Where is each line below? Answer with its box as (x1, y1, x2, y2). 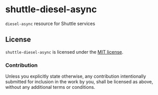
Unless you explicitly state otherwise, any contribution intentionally (5, 73, 146, 80)
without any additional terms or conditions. (5, 84, 96, 90)
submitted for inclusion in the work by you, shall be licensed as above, (5, 79, 153, 85)
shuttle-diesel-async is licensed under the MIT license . (5, 49, 124, 55)
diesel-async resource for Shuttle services (5, 20, 96, 27)
